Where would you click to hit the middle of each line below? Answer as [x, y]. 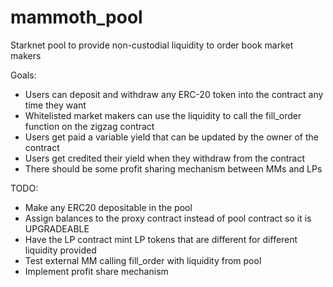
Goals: [23, 75]
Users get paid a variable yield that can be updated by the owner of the [171, 137]
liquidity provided [60, 250]
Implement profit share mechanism [96, 271]
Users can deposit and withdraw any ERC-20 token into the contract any [174, 94]
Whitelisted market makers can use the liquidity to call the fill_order [163, 115]
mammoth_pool [76, 17]
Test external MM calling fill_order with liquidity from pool [143, 260]
